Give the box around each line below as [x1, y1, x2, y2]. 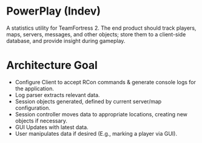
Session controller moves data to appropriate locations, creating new [15, 110, 188, 118]
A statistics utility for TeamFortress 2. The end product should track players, [6, 24, 197, 32]
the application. [15, 85, 55, 92]
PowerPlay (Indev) [6, 4, 101, 18]
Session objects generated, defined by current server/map [15, 98, 162, 105]
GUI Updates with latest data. [15, 123, 89, 131]
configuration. [15, 104, 50, 111]
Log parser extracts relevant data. [15, 91, 100, 98]
